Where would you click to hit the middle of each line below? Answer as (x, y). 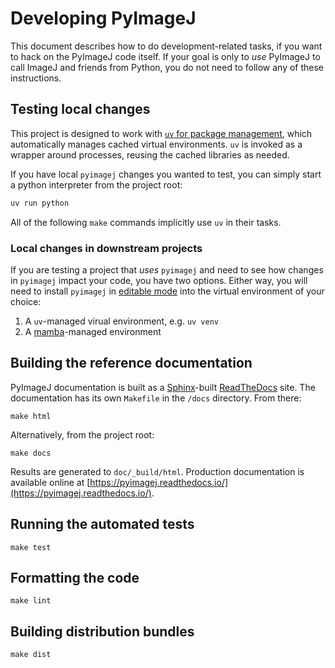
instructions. (36, 78)
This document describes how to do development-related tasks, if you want (166, 46)
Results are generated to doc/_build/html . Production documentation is (157, 471)
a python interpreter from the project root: (96, 184)
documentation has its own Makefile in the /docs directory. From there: (156, 398)
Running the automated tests (102, 524)
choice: (26, 301)
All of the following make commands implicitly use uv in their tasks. (146, 222)
